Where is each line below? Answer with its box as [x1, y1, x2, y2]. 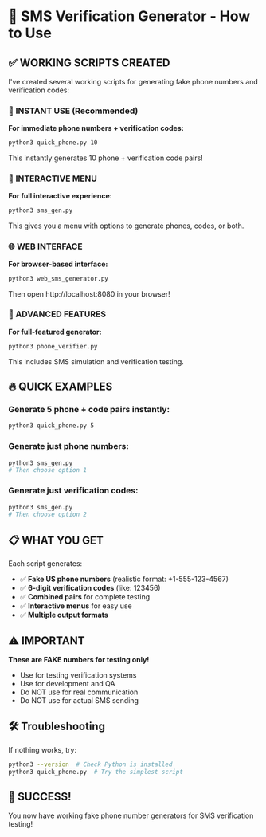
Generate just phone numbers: [8, 441, 129, 452]
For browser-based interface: [8, 259, 108, 269]
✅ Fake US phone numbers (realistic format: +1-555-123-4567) [19, 574, 229, 584]
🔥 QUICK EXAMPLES [8, 380, 113, 394]
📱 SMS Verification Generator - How [8, 7, 251, 26]
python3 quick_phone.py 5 [8, 422, 94, 430]
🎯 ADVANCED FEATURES [8, 308, 106, 320]
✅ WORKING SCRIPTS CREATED [8, 56, 170, 69]
